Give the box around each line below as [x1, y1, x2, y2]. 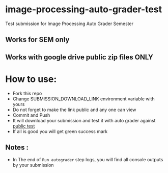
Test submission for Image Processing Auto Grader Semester [5, 20, 134, 27]
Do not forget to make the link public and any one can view [12, 106, 136, 113]
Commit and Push [12, 112, 50, 118]
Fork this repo [12, 90, 42, 96]
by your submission [12, 162, 54, 168]
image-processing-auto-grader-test [5, 4, 162, 15]
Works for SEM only [5, 35, 70, 44]
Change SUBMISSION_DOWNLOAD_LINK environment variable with [12, 96, 155, 102]
